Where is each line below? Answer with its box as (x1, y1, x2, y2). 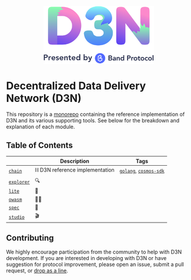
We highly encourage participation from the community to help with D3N (6, 248, 182, 255)
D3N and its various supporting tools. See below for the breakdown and (6, 117, 180, 124)
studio (8, 214, 25, 220)
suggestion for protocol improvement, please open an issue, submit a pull (6, 261, 184, 268)
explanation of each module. (6, 123, 75, 131)
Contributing (6, 233, 54, 243)
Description (59, 158, 90, 165)
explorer (8, 179, 31, 185)
